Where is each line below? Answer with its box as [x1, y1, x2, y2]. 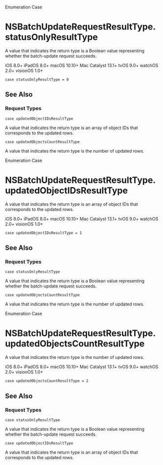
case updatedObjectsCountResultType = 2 [5, 378, 89, 383]
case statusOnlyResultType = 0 [5, 77, 69, 82]
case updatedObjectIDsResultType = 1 [5, 230, 82, 235]
